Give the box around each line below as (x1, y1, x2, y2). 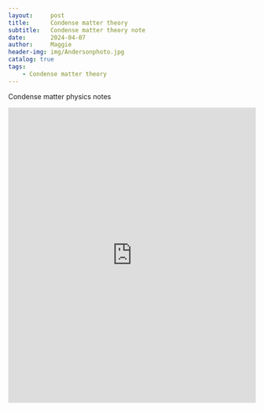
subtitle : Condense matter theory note (8, 26, 146, 34)
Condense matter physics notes (8, 91, 112, 101)
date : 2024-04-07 (8, 33, 86, 42)
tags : (8, 63, 26, 71)
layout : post (8, 11, 65, 20)
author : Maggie (8, 41, 72, 49)
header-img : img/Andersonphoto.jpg (8, 48, 125, 56)
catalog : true (8, 56, 55, 64)
